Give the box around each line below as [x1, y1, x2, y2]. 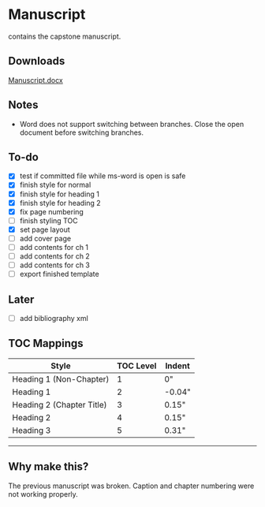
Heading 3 [12, 424, 51, 435]
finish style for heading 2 [19, 198, 101, 207]
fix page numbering [19, 207, 84, 216]
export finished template [19, 270, 100, 279]
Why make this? [8, 460, 89, 474]
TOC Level [117, 360, 157, 371]
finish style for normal [19, 180, 91, 190]
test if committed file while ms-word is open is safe [19, 171, 186, 181]
